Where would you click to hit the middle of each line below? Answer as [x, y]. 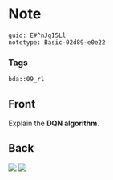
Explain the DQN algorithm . [54, 123]
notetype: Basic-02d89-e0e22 [57, 42]
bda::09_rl [26, 80]
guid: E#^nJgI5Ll [37, 35]
